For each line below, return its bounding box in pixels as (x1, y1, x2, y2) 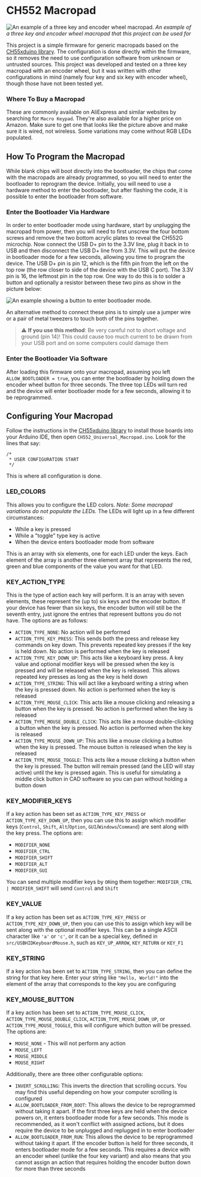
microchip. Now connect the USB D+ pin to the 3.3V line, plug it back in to (6, 241, 189, 248)
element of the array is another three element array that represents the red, (6, 556, 192, 564)
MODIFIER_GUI (14, 868, 48, 874)
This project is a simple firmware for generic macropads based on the (6, 41, 179, 49)
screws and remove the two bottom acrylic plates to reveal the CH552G (6, 234, 183, 242)
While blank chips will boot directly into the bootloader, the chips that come (6, 168, 193, 175)
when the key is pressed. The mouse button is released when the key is (14, 743, 192, 751)
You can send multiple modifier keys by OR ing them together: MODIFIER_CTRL (6, 878, 193, 886)
